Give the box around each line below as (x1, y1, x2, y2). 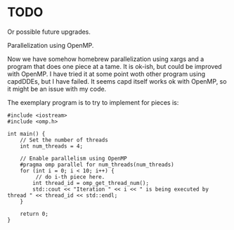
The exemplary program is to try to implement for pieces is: (7, 98, 179, 106)
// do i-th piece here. (35, 173, 105, 180)
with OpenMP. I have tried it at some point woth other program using (7, 70, 206, 78)
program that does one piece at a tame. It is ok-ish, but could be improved (7, 62, 223, 70)
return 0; (20, 210, 49, 217)
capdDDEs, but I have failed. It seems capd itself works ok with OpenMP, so (7, 77, 227, 85)
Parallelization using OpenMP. (7, 41, 94, 49)
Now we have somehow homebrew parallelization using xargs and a (7, 54, 204, 63)
